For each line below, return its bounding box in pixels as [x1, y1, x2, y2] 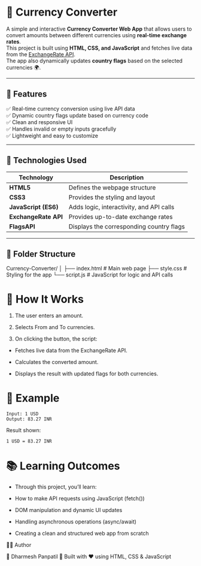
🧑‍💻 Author [6, 541, 32, 549]
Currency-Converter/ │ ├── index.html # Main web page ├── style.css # [6, 265, 187, 272]
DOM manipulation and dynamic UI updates [14, 507, 123, 514]
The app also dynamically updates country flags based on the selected [6, 57, 183, 64]
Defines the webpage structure [68, 183, 156, 191]
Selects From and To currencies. [14, 324, 95, 331]
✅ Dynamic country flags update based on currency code [6, 112, 148, 119]
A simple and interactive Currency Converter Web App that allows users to [6, 25, 193, 32]
